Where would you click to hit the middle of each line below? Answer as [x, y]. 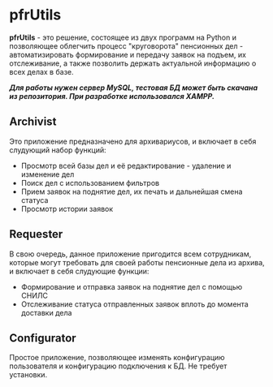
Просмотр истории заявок [67, 209]
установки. [28, 375]
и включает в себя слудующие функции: [79, 271]
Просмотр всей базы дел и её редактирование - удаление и [126, 166]
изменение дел [48, 174]
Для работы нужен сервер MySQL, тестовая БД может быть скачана [134, 88]
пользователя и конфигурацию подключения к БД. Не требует [118, 366]
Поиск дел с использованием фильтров [90, 183]
